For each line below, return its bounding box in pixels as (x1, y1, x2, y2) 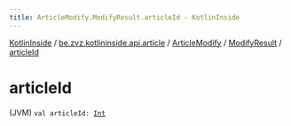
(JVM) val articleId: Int (9, 107, 106, 118)
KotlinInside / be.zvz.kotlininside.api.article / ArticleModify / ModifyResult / (9, 37, 282, 48)
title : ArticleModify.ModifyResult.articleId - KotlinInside (9, 12, 240, 22)
